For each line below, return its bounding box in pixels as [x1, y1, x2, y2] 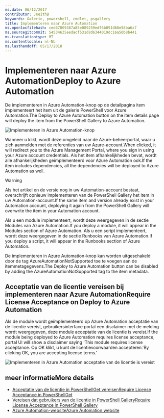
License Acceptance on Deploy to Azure [5, 298, 130, 306]
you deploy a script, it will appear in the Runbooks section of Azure [5, 238, 141, 244]
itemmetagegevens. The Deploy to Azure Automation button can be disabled [5, 263, 158, 269]
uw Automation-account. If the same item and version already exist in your [5, 197, 154, 203]
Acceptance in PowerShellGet [12, 392, 72, 398]
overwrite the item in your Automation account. [5, 208, 100, 213]
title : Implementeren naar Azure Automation [5, 21, 97, 26]
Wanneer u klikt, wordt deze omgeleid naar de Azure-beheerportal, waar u [5, 136, 155, 142]
